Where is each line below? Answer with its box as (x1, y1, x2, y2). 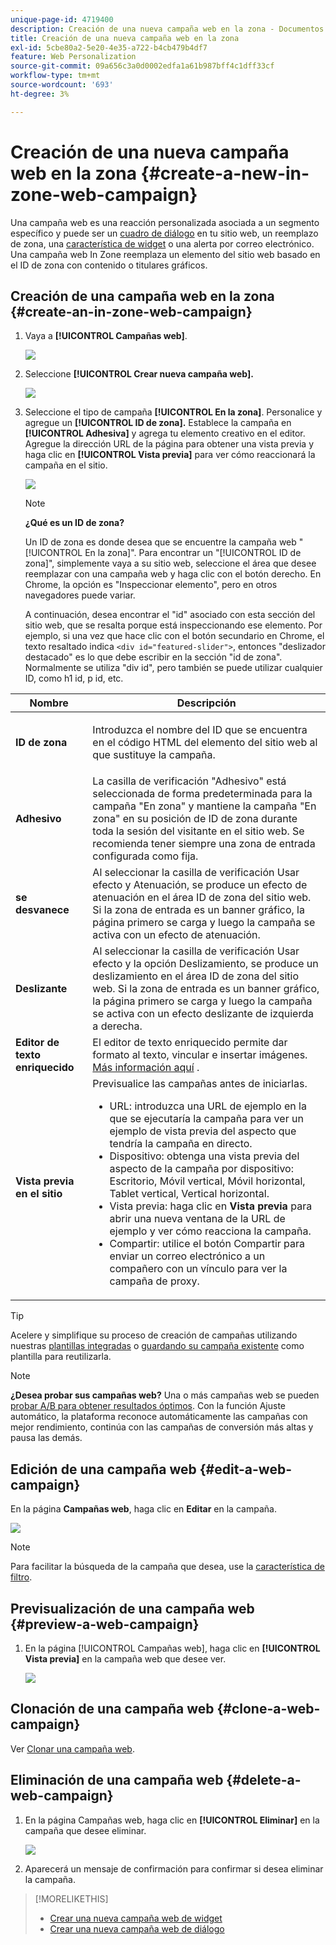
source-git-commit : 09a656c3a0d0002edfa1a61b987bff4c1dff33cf (10, 61, 275, 71)
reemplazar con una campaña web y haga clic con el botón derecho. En (24, 568, 322, 580)
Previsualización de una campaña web (10, 1600, 255, 1617)
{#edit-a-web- (199, 1461, 292, 1478)
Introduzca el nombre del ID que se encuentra (92, 723, 308, 737)
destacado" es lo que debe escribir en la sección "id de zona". (24, 651, 283, 663)
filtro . (10, 1571, 33, 1583)
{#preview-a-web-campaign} (10, 1616, 200, 1633)
